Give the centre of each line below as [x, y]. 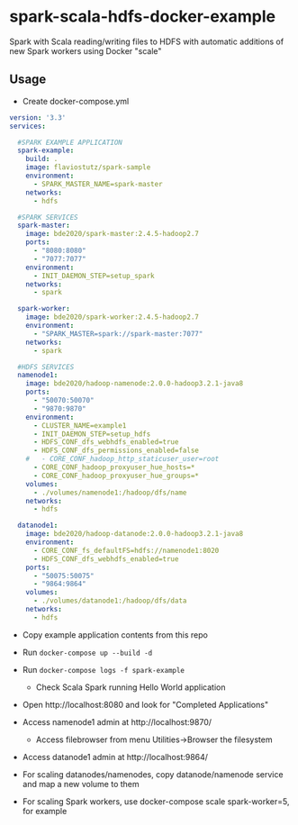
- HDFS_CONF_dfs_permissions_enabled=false [116, 451]
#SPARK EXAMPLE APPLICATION [70, 142]
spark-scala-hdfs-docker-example [143, 17]
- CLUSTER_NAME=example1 [80, 425]
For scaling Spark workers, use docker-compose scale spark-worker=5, [156, 801]
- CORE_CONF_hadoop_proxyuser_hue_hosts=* [114, 467]
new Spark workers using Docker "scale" [86, 50]
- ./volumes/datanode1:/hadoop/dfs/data [110, 601]
